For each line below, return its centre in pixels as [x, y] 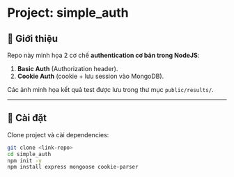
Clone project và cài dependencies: [58, 134]
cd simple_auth [29, 154]
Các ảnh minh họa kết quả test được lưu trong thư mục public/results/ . [110, 90]
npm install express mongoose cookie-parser [73, 167]
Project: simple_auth [68, 13]
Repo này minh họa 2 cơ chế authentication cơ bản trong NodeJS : [103, 55]
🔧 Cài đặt [27, 118]
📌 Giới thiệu [32, 39]
